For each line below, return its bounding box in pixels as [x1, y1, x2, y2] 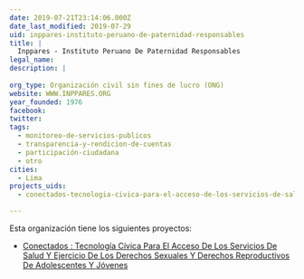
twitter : [9, 114, 43, 123]
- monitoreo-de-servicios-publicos [17, 131, 152, 140]
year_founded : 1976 [9, 97, 83, 107]
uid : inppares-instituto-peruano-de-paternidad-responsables [9, 30, 245, 39]
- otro [17, 156, 43, 166]
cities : [9, 165, 39, 174]
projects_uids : [9, 182, 67, 191]
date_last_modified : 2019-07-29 [9, 22, 131, 31]
